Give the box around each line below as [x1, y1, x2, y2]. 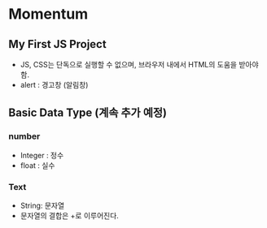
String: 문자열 [20, 200, 65, 210]
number [8, 131, 41, 142]
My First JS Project [8, 37, 107, 51]
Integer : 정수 [20, 150, 64, 160]
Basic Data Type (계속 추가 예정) [8, 106, 167, 120]
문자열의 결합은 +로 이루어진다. [20, 210, 120, 220]
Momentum [8, 5, 89, 24]
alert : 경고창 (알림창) [20, 80, 89, 89]
